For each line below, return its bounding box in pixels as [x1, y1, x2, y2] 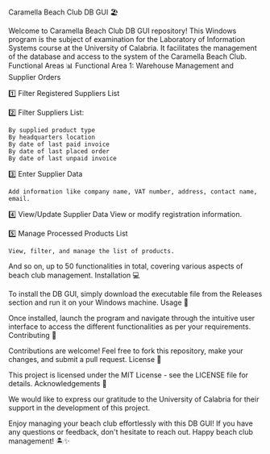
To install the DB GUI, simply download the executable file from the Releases [8, 289, 263, 298]
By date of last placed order [8, 148, 110, 156]
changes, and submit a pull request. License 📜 [8, 355, 162, 364]
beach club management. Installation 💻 [8, 270, 140, 280]
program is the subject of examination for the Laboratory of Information [8, 35, 246, 44]
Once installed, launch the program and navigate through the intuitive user [8, 314, 255, 323]
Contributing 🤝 [8, 331, 57, 339]
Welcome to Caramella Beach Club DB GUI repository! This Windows [8, 26, 237, 35]
